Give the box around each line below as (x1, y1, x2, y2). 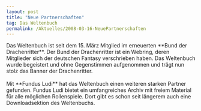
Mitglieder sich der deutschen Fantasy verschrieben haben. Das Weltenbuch (6, 55, 196, 62)
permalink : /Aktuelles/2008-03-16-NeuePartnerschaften (6, 25, 146, 32)
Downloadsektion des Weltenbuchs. (6, 100, 95, 107)
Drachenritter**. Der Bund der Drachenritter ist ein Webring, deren (6, 49, 170, 56)
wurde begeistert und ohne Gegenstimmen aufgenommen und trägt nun (6, 61, 185, 68)
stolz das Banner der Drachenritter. (6, 67, 93, 75)
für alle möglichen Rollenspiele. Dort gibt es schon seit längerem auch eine (6, 93, 191, 100)
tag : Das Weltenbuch (6, 20, 58, 26)
